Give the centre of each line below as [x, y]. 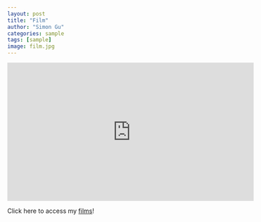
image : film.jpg [31, 46]
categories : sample [36, 33]
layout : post [26, 14]
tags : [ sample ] [30, 40]
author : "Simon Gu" [36, 27]
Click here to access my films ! [51, 211]
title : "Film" [28, 20]
